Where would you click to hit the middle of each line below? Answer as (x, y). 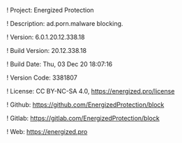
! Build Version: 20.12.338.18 (47, 51)
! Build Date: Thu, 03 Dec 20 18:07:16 (60, 64)
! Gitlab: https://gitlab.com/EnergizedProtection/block (83, 118)
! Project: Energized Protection (51, 10)
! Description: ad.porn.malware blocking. (65, 23)
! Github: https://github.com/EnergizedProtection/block (85, 105)
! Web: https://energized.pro (47, 131)
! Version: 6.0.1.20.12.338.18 (46, 37)
